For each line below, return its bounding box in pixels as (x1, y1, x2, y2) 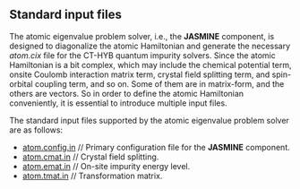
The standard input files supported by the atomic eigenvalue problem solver (9, 115, 289, 125)
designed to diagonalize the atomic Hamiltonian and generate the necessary (9, 40, 291, 51)
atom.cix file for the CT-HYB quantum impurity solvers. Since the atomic (9, 49, 276, 61)
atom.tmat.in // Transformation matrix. (21, 170, 163, 181)
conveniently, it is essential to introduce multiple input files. (9, 98, 227, 108)
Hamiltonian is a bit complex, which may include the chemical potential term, (9, 59, 292, 70)
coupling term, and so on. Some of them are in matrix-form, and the (34, 78, 285, 89)
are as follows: (9, 125, 64, 135)
